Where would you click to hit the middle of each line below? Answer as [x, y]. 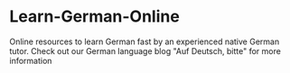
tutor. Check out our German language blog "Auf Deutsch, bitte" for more [145, 50]
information [31, 60]
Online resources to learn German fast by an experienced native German [145, 41]
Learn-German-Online [95, 17]
